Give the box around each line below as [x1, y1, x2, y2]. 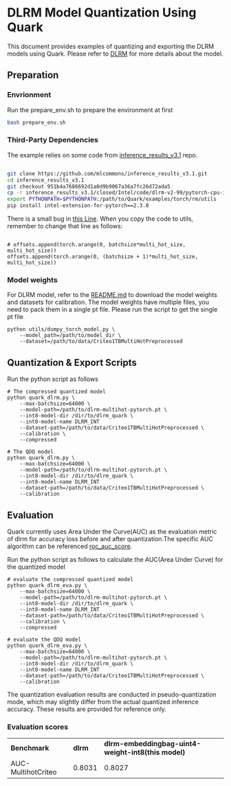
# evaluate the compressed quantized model [7, 576, 134, 582]
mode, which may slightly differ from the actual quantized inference [7, 697, 199, 706]
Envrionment [7, 90, 52, 100]
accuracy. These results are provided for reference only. [7, 705, 167, 713]
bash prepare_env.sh [7, 119, 67, 126]
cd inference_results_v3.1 [7, 177, 85, 184]
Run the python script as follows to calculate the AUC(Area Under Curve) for [7, 555, 223, 563]
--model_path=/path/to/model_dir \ [19, 332, 122, 339]
